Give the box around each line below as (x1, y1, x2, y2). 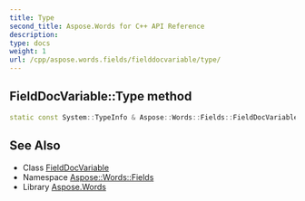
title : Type (9, 13, 54, 23)
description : (9, 30, 59, 39)
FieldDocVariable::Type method (9, 89, 192, 104)
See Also (9, 138, 61, 154)
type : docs (9, 38, 51, 48)
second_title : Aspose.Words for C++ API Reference (9, 22, 205, 31)
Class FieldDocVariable (22, 162, 110, 173)
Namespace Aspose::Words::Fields (22, 171, 154, 182)
